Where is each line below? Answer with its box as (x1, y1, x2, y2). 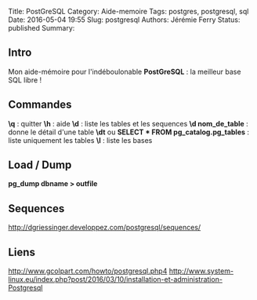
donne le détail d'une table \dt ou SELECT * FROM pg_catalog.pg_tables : (8, 127, 249, 137)
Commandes (8, 98, 72, 112)
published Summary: (8, 24, 75, 32)
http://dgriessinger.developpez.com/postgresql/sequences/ (8, 223, 201, 232)
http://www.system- (168, 266, 233, 276)
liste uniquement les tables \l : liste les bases (8, 135, 153, 145)
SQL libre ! (8, 75, 42, 85)
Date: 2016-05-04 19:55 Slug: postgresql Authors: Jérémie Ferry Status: (8, 15, 241, 24)
